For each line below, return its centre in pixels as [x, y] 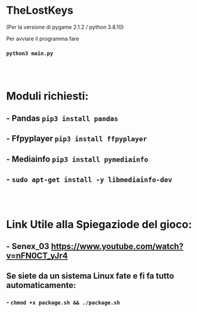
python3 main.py [30, 53]
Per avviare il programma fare [43, 38]
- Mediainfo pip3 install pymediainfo [77, 159]
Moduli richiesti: [47, 96]
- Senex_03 [28, 246]
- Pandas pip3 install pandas [62, 118]
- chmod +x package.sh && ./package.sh [63, 302]
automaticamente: [41, 285]
